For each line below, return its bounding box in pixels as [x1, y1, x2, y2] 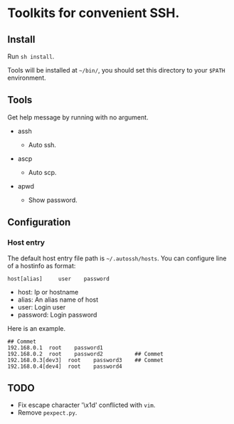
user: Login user [17, 302, 66, 311]
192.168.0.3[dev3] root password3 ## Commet [7, 356, 164, 364]
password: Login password [17, 310, 97, 319]
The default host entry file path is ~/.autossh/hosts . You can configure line [7, 254, 227, 263]
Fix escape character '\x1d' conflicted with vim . [17, 401, 156, 410]
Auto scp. [28, 168, 57, 176]
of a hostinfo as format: [7, 261, 76, 270]
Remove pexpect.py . [17, 408, 78, 417]
